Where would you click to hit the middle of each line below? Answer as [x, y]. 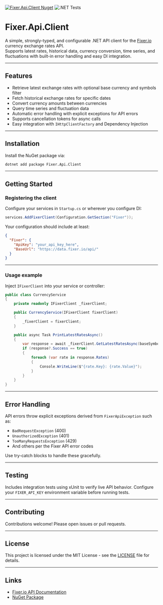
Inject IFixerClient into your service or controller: [55, 286]
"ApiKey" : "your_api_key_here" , [46, 245]
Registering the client [31, 198]
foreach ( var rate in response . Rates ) [70, 357]
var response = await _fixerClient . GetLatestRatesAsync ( [81, 344]
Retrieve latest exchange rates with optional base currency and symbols [84, 88]
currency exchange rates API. [35, 46]
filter [17, 93]
